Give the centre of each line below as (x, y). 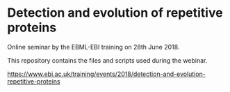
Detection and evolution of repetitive (115, 13)
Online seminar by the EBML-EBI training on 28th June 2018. (93, 47)
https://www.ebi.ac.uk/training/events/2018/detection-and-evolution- (107, 74)
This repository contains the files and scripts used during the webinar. (107, 60)
